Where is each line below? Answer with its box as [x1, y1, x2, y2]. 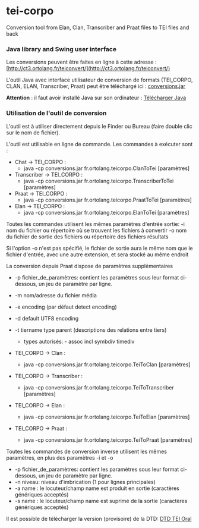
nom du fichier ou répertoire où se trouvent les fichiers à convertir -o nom [6, 227, 187, 234]
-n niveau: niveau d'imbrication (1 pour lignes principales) [14, 478, 156, 485]
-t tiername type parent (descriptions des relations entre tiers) [14, 326, 167, 334]
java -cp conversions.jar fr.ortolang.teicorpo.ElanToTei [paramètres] [23, 209, 189, 216]
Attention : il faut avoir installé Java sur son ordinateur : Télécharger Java [6, 94, 187, 102]
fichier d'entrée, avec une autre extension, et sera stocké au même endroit [6, 251, 189, 258]
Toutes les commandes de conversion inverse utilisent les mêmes [6, 448, 168, 455]
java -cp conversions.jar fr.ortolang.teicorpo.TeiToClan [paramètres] [23, 361, 191, 368]
